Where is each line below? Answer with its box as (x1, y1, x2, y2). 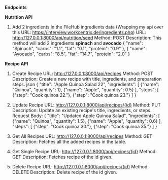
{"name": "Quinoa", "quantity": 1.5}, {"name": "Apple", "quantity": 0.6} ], (12, 118, 162, 124)
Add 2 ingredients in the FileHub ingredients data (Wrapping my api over (12, 24, 163, 30)
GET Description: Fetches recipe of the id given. (12, 154, 113, 160)
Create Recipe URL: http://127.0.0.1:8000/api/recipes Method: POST (12, 70, 153, 77)
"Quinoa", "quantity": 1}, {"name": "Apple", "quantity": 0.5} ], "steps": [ (12, 87, 159, 93)
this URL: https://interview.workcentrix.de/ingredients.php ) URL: (12, 29, 146, 35)
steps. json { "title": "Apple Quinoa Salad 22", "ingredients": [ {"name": (12, 81, 159, 87)
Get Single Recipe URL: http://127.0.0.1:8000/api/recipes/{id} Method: (12, 149, 157, 154)
